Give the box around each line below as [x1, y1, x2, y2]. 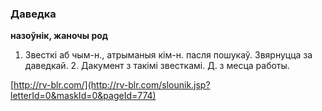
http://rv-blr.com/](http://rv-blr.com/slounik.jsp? [13, 79, 211, 91]
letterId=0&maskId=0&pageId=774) [10, 90, 157, 102]
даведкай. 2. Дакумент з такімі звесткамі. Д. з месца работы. [24, 60, 290, 72]
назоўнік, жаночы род [10, 30, 109, 42]
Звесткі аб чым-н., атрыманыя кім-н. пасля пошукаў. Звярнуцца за [24, 49, 313, 61]
